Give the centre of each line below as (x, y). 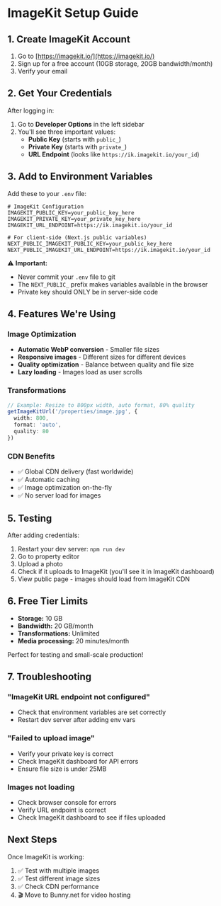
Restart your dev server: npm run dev (71, 549)
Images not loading (41, 787)
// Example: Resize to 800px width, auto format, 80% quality (101, 405)
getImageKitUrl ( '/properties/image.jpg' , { (73, 412)
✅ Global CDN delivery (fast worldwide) (75, 471)
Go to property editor (49, 556)
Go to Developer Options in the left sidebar (81, 124)
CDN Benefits (31, 456)
